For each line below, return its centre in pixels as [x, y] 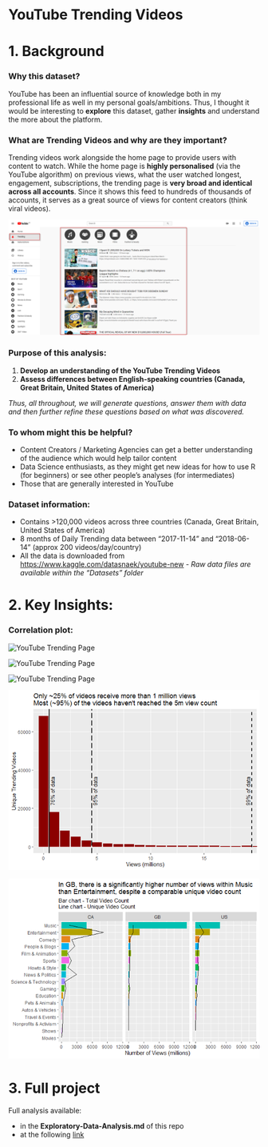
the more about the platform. [55, 119]
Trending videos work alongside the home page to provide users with [122, 157]
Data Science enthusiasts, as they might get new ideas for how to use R [138, 467]
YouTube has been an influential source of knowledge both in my [115, 94]
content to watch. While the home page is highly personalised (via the [124, 166]
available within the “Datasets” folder [81, 573]
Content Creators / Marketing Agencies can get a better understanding [136, 449]
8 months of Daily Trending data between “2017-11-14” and [116, 539]
